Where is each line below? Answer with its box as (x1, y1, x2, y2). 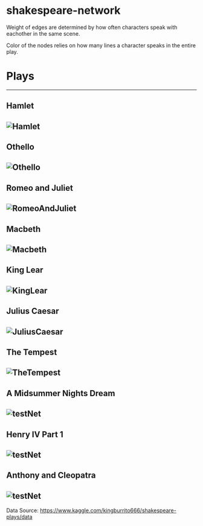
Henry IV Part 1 (6, 429, 63, 440)
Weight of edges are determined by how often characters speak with (6, 24, 178, 31)
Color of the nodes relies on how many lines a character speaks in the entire (6, 42, 196, 49)
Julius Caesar (6, 306, 59, 316)
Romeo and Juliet (6, 182, 74, 193)
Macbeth (6, 224, 41, 234)
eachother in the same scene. (6, 30, 80, 37)
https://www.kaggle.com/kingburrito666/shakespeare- (40, 507, 176, 514)
